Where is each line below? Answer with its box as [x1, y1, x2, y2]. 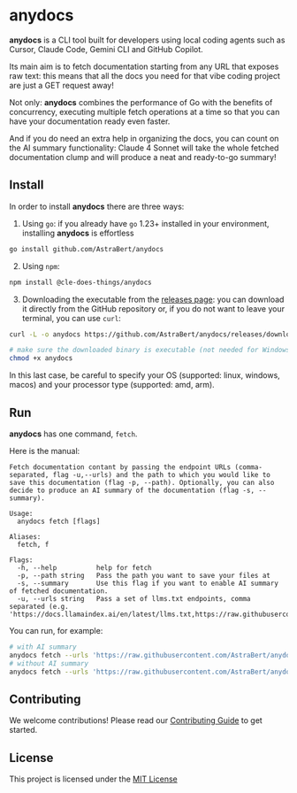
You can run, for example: [9, 625, 103, 635]
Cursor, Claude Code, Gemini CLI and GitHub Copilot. [9, 43, 203, 54]
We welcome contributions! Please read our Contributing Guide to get [9, 715, 263, 726]
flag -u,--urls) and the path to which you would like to [52, 470, 271, 479]
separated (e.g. [9, 602, 69, 611]
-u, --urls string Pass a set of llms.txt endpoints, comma [17, 594, 251, 603]
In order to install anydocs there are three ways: [9, 201, 185, 212]
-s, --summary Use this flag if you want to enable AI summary [17, 579, 278, 588]
